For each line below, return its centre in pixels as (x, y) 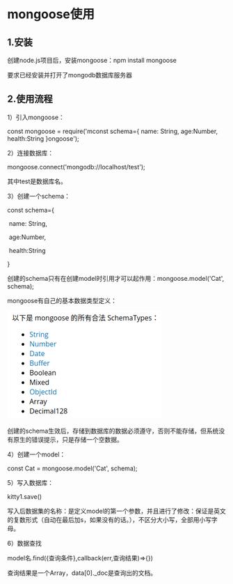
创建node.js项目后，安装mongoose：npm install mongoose (92, 60)
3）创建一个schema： (39, 196)
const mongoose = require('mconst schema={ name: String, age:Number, (113, 131)
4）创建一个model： (37, 454)
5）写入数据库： (31, 482)
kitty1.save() (25, 496)
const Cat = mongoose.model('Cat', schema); (72, 468)
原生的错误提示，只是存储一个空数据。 (68, 439)
